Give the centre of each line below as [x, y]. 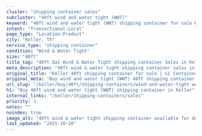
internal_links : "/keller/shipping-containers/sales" [75, 96]
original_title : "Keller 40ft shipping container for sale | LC [88, 73]
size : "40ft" [23, 57]
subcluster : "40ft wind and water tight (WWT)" [67, 17]
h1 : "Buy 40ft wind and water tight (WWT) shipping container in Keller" [101, 90]
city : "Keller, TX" [31, 40]
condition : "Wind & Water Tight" [48, 51]
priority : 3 [21, 101]
